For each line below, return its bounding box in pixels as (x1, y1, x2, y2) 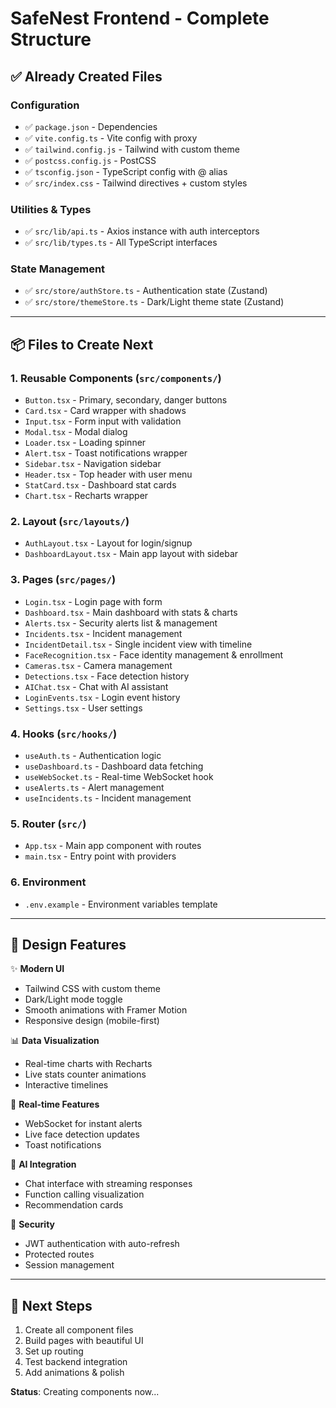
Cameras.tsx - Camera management (24, 659, 173, 671)
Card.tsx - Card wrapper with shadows (24, 405, 187, 417)
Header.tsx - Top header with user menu (24, 468, 193, 481)
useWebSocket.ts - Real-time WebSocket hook (24, 771, 214, 783)
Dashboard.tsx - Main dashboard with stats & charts (24, 606, 238, 618)
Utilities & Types (10, 202, 92, 216)
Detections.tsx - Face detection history (24, 670, 190, 682)
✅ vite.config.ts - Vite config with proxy (24, 132, 198, 144)
